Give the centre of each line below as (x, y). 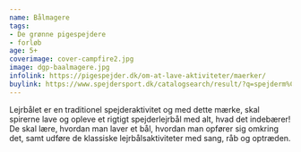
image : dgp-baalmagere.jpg (60, 68)
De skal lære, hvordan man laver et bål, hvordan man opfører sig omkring (144, 128)
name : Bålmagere (39, 17)
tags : (19, 26)
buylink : (26, 84)
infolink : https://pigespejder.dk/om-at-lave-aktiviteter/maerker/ (138, 76)
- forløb (26, 42)
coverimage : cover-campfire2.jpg (72, 59)
